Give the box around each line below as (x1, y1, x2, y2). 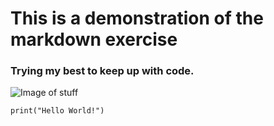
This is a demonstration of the (10, 7, 264, 30)
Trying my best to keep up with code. (10, 64, 195, 78)
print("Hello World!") (10, 106, 105, 116)
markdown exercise (10, 28, 178, 51)
